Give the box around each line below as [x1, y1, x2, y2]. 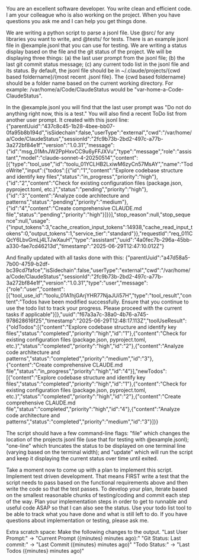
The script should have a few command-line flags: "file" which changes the [6, 430, 190, 436]
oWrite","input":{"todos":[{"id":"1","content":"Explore [6, 167, 134, 174]
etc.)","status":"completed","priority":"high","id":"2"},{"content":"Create [6, 393, 181, 400]
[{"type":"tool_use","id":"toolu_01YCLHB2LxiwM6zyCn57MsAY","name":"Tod [6, 160, 193, 167]
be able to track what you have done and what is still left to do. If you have [6, 511, 188, 517]
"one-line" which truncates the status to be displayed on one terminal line [6, 442, 186, 449]
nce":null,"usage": [6, 217, 50, 224]
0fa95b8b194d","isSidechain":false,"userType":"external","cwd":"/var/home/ [6, 129, 192, 136]
